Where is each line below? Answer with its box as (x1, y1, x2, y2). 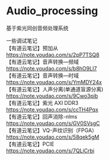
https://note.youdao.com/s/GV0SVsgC (6, 120, 100, 127)
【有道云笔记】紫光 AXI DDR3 (6, 99, 79, 106)
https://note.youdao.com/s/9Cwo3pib (6, 92, 98, 99)
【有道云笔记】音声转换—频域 (6, 58, 79, 65)
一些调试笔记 (6, 37, 37, 44)
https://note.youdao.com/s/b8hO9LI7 (6, 65, 97, 72)
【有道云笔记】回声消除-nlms (6, 113, 78, 120)
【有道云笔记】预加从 (6, 44, 58, 52)
